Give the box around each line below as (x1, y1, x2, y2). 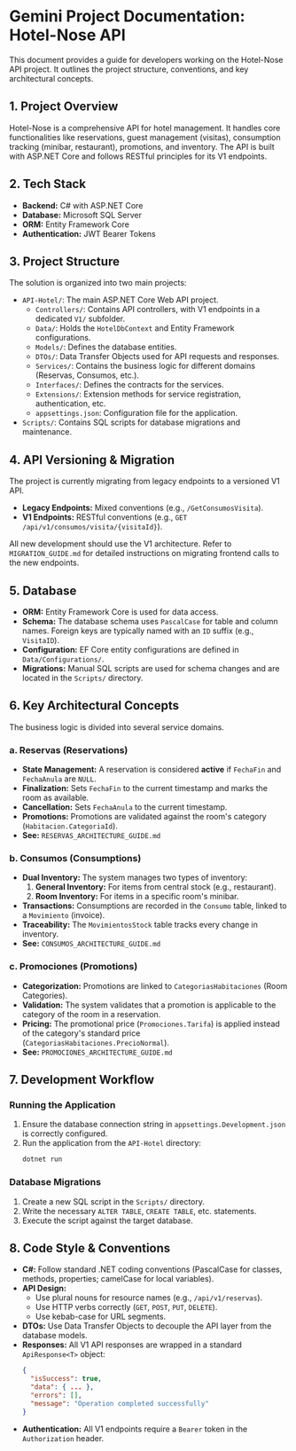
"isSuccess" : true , (30, 1375, 103, 1384)
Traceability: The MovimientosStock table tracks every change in (21, 920, 259, 930)
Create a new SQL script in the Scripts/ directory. (21, 1196, 206, 1207)
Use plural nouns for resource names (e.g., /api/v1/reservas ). (35, 1292, 263, 1303)
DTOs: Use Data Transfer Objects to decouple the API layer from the (21, 1321, 272, 1331)
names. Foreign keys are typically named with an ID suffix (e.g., (21, 625, 254, 636)
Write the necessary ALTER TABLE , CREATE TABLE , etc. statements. (21, 1205, 257, 1216)
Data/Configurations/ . (21, 654, 105, 664)
